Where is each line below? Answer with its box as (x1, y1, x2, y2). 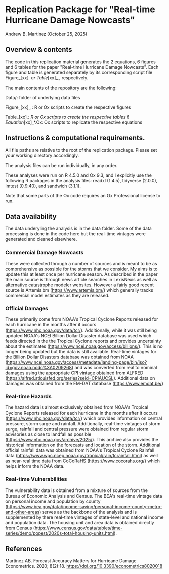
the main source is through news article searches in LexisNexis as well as (5, 276, 157, 282)
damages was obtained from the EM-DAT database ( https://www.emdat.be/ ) (5, 380, 163, 386)
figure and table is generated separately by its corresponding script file (5, 69, 153, 75)
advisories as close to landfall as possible (5, 431, 92, 437)
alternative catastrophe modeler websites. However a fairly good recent (5, 282, 154, 288)
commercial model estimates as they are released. (5, 292, 110, 298)
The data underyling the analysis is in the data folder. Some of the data (5, 225, 152, 232)
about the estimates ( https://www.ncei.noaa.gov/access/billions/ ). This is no (5, 343, 163, 349)
